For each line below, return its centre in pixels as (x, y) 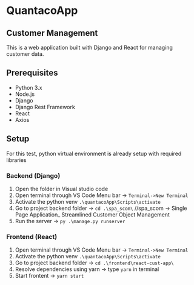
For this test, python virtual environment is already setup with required (94, 153)
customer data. (25, 54)
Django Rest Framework (45, 107)
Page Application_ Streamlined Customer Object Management (92, 214)
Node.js (25, 94)
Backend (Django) (33, 175)
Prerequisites (32, 73)
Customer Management (52, 33)
